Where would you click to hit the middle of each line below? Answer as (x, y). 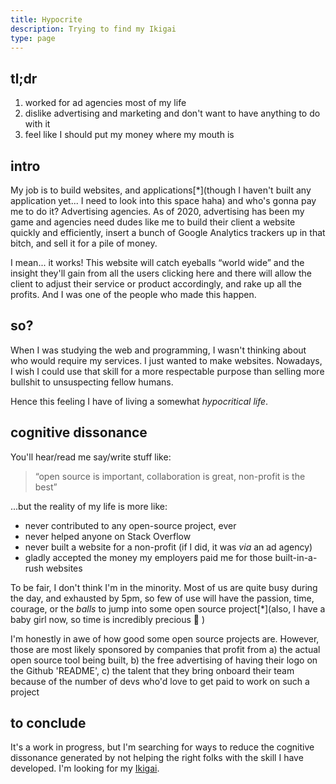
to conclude (48, 723)
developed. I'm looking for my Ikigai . (85, 768)
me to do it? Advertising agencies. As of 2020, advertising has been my (157, 211)
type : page (33, 38)
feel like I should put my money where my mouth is (129, 135)
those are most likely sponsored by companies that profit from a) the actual (165, 649)
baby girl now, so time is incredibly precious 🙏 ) (108, 619)
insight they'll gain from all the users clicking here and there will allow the (161, 273)
